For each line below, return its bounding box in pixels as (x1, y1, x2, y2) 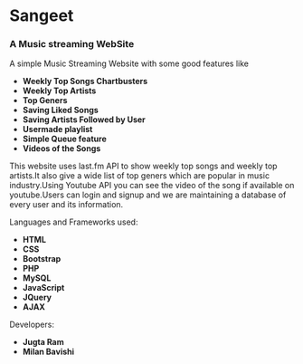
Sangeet (9, 5, 74, 26)
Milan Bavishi (22, 346, 75, 358)
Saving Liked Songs (22, 105, 99, 116)
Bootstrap (22, 254, 62, 264)
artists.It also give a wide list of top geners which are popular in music (9, 170, 270, 181)
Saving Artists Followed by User (22, 114, 147, 125)
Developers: (9, 319, 54, 330)
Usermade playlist (22, 124, 93, 135)
